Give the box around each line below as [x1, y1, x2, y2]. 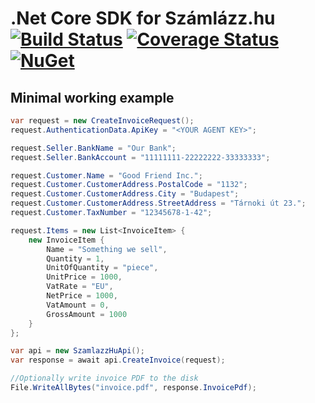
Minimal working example [10, 89, 175, 106]
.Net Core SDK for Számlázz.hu [10, 7, 276, 30]
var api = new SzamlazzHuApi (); [10, 346, 145, 356]
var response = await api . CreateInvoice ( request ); [10, 355, 226, 366]
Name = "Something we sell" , [46, 244, 168, 254]
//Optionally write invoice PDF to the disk [10, 373, 199, 384]
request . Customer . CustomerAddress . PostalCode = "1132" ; [10, 180, 248, 190]
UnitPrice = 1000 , [46, 272, 123, 282]
